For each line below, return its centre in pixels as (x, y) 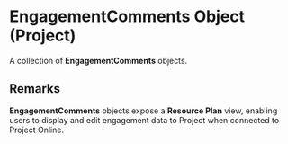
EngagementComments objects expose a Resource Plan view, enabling (144, 111)
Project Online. (37, 130)
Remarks (35, 89)
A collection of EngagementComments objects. (99, 60)
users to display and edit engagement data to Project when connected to (144, 120)
